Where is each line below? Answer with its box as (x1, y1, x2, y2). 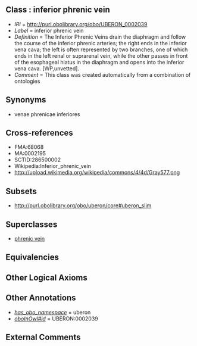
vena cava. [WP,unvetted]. (14, 65, 80, 72)
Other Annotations (5, 293, 76, 303)
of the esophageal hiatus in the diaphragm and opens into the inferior (14, 58, 185, 66)
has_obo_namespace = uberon (14, 308, 91, 316)
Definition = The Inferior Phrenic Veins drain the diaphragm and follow (14, 33, 186, 40)
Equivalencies (5, 253, 59, 263)
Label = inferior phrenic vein (14, 27, 84, 34)
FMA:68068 (14, 144, 44, 151)
